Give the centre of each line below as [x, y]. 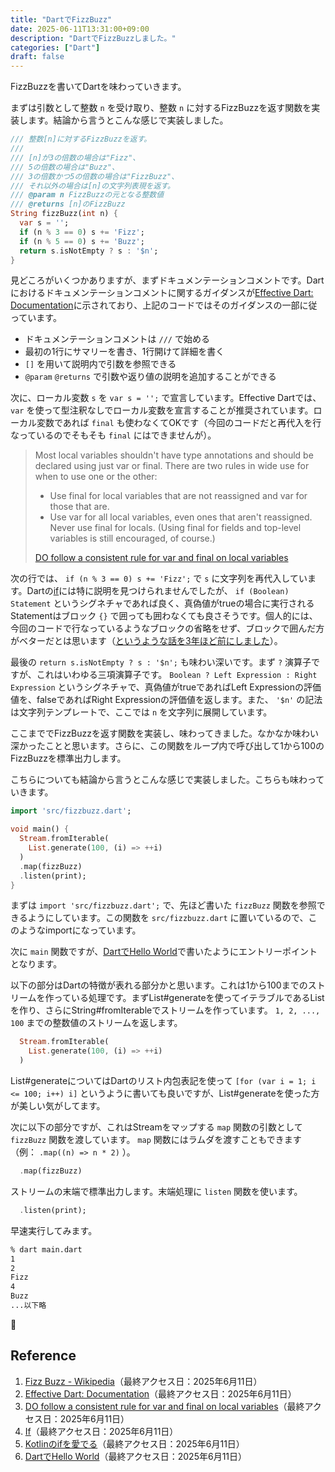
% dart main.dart [46, 1249]
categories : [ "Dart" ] [55, 47]
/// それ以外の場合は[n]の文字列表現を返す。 [92, 186]
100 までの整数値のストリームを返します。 [96, 1023]
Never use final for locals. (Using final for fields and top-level [175, 528]
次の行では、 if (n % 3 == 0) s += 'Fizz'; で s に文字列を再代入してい [159, 578]
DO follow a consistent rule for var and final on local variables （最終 [164, 1406]
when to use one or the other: [96, 477]
